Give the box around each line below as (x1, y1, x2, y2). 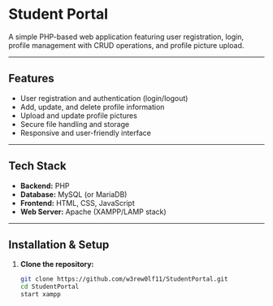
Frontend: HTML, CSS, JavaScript (19, 198, 136, 208)
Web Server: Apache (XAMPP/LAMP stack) (19, 207, 167, 216)
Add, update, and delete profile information (19, 102, 165, 111)
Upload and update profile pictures (19, 111, 138, 120)
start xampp (19, 291, 61, 299)
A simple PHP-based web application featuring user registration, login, (8, 32, 245, 42)
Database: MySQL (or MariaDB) (19, 189, 128, 199)
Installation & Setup (8, 238, 110, 251)
